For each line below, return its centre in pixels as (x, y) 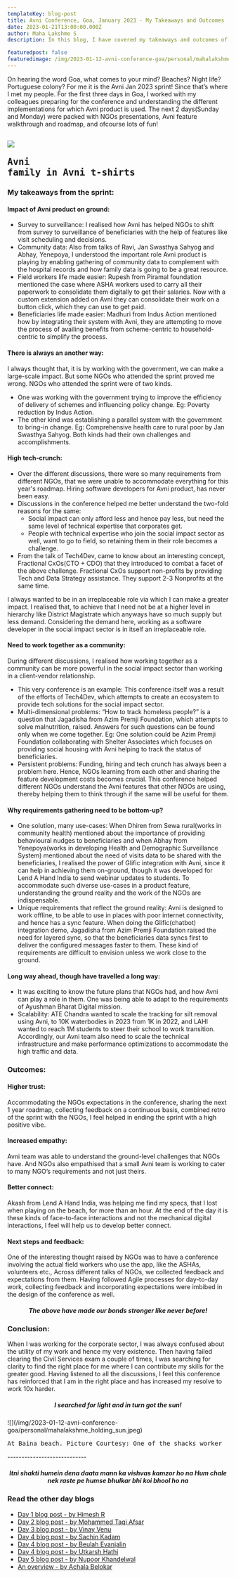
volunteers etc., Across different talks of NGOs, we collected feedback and (116, 1272)
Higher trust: (26, 1086)
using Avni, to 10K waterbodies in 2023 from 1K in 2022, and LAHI (113, 1022)
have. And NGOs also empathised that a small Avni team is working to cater (116, 1163)
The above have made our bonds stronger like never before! (118, 1310)
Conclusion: (28, 1329)
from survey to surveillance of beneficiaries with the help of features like (123, 232)
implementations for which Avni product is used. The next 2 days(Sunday (113, 109)
